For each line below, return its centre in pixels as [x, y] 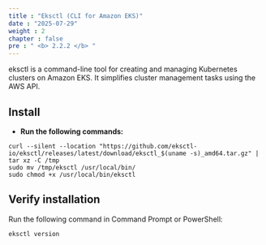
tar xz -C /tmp [34, 160]
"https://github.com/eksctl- [148, 146]
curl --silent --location [52, 146]
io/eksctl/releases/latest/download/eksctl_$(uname [97, 153]
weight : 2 [27, 31]
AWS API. [24, 87]
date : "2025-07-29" [43, 24]
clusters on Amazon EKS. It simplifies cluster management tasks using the [132, 78]
